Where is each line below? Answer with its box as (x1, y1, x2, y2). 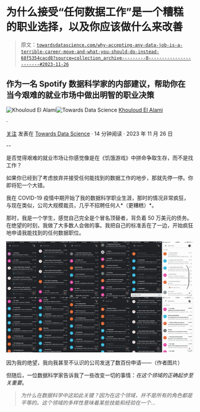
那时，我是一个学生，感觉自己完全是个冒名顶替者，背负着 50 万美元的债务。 (6, 214, 193, 221)
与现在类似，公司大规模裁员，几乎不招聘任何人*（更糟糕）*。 (6, 201, 157, 208)
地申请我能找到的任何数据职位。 (6, 229, 84, 236)
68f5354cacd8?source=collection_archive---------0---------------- (20, 55, 191, 61)
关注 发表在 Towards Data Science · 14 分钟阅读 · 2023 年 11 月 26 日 (6, 130, 173, 137)
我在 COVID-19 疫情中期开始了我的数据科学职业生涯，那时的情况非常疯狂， (6, 194, 189, 201)
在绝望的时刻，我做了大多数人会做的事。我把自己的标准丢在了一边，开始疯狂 (6, 221, 193, 229)
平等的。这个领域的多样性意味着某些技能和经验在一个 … (20, 399, 155, 406)
